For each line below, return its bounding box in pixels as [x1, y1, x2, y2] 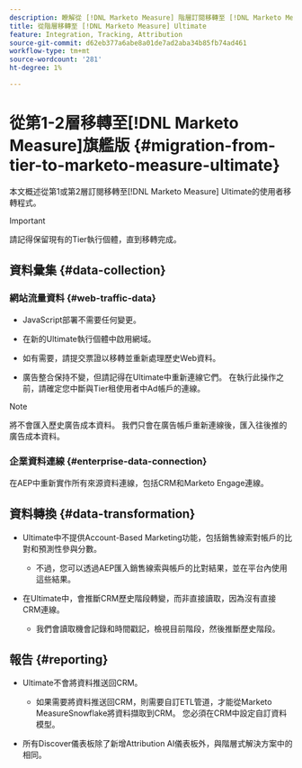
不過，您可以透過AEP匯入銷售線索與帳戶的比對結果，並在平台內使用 [35, 562, 288, 573]
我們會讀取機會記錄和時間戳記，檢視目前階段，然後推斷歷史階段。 [35, 623, 280, 634]
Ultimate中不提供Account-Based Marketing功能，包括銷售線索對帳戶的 [22, 532, 285, 543]
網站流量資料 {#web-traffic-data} [9, 292, 156, 304]
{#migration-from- [133, 136, 276, 156]
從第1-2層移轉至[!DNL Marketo [9, 113, 239, 133]
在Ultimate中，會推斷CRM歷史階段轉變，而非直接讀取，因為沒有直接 [22, 592, 277, 603]
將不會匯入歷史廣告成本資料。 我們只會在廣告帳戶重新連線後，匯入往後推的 [9, 420, 288, 430]
